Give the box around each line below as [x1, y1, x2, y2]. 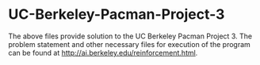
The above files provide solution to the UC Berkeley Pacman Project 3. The [8, 31, 252, 41]
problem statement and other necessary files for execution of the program [8, 39, 251, 49]
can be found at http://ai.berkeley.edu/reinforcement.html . [8, 48, 198, 57]
